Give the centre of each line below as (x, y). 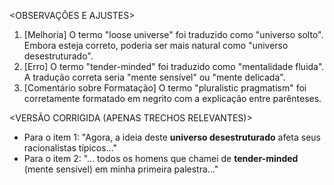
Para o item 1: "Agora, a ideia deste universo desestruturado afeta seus (172, 137)
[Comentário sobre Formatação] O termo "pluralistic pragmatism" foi (165, 88)
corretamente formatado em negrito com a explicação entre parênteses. (172, 98)
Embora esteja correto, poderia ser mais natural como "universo (156, 45)
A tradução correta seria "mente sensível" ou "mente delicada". (154, 77)
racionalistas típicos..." (70, 148)
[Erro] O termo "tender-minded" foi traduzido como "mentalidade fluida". (174, 66)
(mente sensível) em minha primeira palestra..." (121, 169)
